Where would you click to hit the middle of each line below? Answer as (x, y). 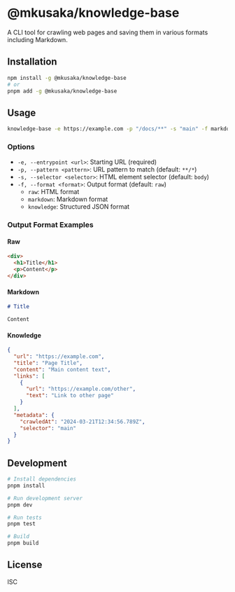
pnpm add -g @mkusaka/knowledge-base (62, 91)
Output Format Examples (50, 225)
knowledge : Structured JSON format (79, 207)
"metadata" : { (34, 415)
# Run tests (24, 517)
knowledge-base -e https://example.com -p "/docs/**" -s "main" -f (108, 129)
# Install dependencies (42, 479)
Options (21, 146)
